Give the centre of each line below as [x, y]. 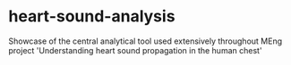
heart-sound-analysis [92, 16]
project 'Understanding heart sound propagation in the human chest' [135, 50]
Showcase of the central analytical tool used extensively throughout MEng [145, 41]
